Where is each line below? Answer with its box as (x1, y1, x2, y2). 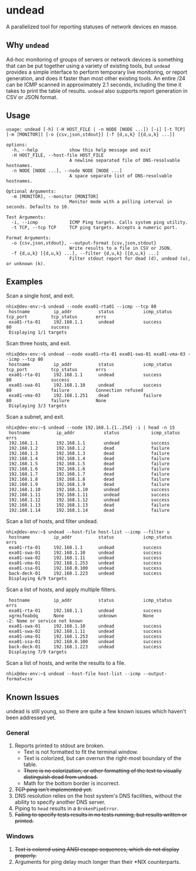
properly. (14, 852, 37, 859)
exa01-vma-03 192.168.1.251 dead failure (8, 393, 162, 399)
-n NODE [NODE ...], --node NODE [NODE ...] (11, 168, 122, 174)
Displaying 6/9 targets (8, 576, 67, 582)
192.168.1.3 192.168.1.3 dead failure (8, 451, 170, 456)
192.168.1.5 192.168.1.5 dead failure (8, 461, 170, 467)
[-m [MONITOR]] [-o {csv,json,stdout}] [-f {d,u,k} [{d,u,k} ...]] (6, 131, 175, 138)
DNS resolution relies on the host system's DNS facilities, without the (14, 792, 182, 800)
